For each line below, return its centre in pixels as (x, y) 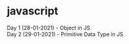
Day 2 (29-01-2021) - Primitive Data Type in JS (65, 34)
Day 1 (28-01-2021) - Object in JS (48, 28)
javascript (33, 11)
